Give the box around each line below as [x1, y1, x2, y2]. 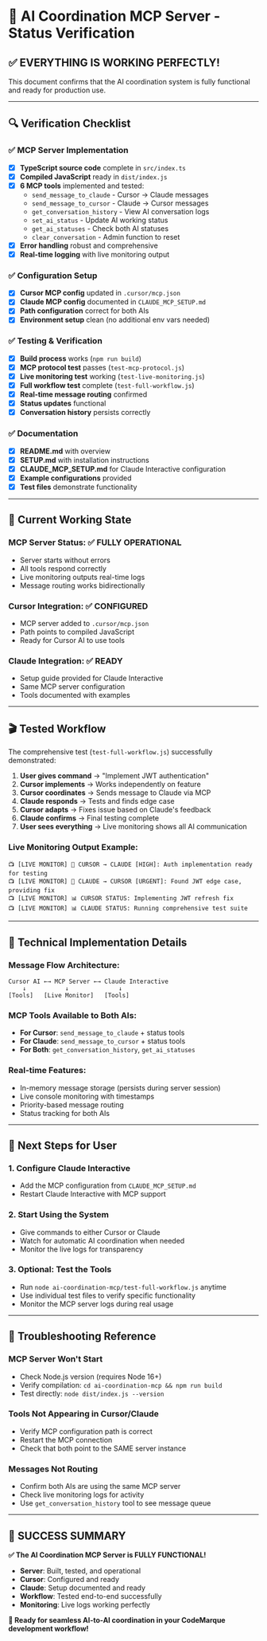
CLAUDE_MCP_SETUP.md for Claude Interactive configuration [19, 464, 226, 473]
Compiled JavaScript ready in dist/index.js [19, 171, 168, 182]
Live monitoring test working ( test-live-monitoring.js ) [19, 371, 205, 381]
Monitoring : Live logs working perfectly [19, 1600, 151, 1609]
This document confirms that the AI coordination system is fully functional [8, 77, 250, 86]
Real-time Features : [8, 1065, 87, 1076]
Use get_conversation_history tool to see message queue [19, 1498, 211, 1508]
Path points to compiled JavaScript [19, 627, 135, 636]
